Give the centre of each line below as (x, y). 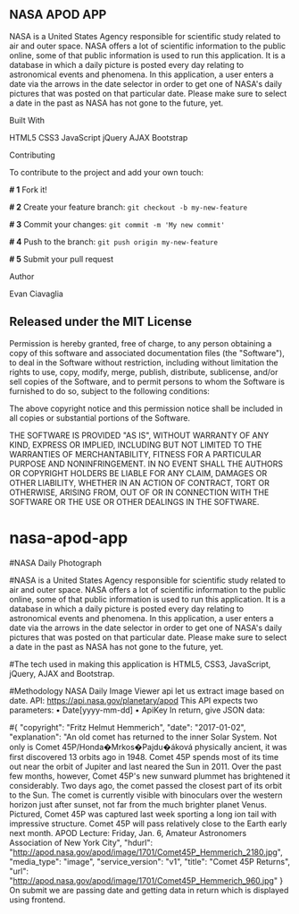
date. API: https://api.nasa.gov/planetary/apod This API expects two (134, 700)
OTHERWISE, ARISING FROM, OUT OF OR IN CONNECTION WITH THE (139, 492)
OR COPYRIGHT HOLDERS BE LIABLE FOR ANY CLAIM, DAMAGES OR (138, 473)
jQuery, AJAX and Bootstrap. (62, 673)
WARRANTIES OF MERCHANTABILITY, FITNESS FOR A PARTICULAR (135, 454)
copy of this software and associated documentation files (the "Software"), (147, 353)
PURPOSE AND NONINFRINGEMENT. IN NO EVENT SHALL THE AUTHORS (146, 464)
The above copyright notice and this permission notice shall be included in (146, 408)
